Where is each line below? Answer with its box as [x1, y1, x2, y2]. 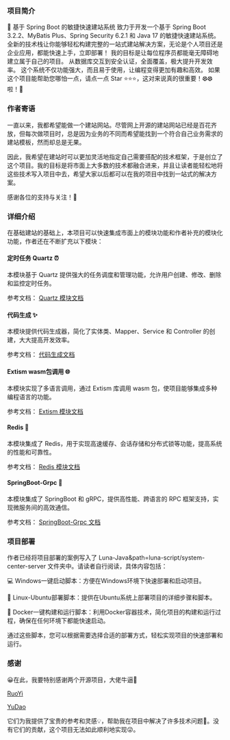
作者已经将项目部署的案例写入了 [7, 553, 97, 562]
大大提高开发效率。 [18, 336, 73, 344]
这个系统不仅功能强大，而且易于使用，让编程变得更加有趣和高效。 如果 [20, 66, 220, 74]
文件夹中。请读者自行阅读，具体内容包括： [47, 562, 168, 571]
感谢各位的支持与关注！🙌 [7, 193, 77, 201]
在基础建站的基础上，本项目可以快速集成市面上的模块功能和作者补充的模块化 [7, 228, 223, 237]
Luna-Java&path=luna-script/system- [98, 553, 205, 562]
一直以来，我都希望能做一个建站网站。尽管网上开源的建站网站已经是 [7, 121, 199, 129]
